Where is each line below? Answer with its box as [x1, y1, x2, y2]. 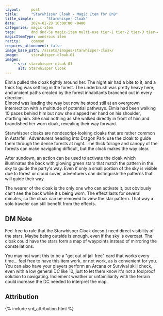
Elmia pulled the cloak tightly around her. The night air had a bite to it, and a [5, 79, 156, 85]
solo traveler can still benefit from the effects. [5, 201, 96, 206]
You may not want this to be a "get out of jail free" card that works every [5, 253, 149, 259]
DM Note [5, 215, 33, 223]
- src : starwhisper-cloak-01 [14, 61, 73, 66]
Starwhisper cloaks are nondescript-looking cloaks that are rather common [5, 130, 155, 136]
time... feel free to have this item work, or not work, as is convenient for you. [5, 258, 158, 263]
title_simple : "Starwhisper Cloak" [5, 16, 88, 21]
